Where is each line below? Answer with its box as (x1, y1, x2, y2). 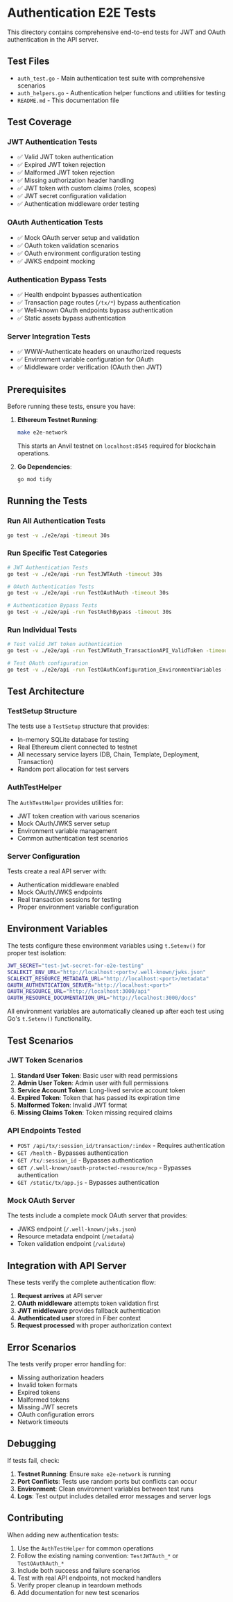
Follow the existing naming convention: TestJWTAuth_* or (17, 1551, 179, 1560)
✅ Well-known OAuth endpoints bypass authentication (17, 306, 173, 314)
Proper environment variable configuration (17, 903, 139, 912)
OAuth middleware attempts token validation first (17, 1299, 159, 1308)
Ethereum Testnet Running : (17, 416, 98, 424)
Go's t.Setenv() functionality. (7, 1014, 92, 1023)
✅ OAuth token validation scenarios (17, 241, 119, 250)
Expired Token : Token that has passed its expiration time (17, 1093, 180, 1101)
